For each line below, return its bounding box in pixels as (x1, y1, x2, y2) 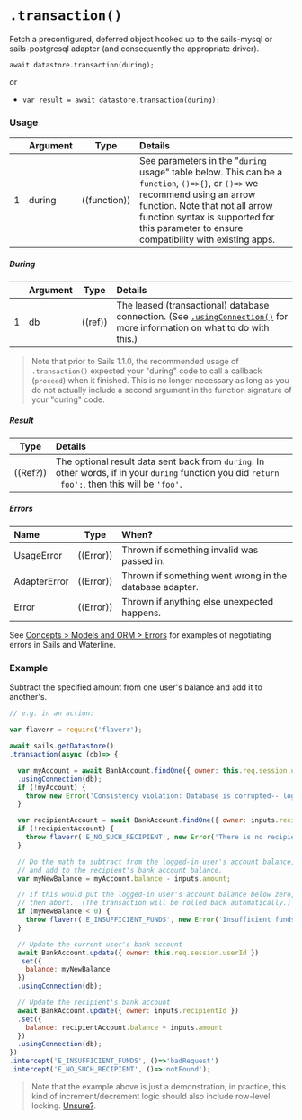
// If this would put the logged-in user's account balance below (17, 890, 271, 900)
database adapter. (120, 581, 200, 594)
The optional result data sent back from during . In (55, 455, 265, 468)
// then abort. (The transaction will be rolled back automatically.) (17, 899, 292, 908)
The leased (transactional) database (116, 300, 270, 312)
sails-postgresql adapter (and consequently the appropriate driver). (9, 43, 260, 54)
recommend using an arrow (138, 188, 256, 201)
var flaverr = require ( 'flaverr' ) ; (9, 725, 143, 735)
